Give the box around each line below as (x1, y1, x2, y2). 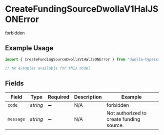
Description (74, 94, 102, 100)
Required (48, 94, 70, 100)
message (7, 116, 25, 122)
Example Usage (5, 44, 54, 52)
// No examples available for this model (5, 66, 91, 71)
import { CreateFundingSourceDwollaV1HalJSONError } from (5, 57, 125, 62)
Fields (5, 79, 24, 87)
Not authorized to (106, 110, 147, 116)
